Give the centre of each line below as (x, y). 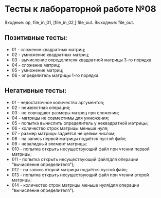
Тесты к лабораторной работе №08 (80, 9)
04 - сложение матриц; (36, 65)
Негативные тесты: (36, 91)
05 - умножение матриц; (37, 70)
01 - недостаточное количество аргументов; (58, 102)
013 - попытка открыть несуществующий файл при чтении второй (80, 175)
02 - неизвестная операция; (41, 108)
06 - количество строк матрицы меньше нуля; (60, 128)
